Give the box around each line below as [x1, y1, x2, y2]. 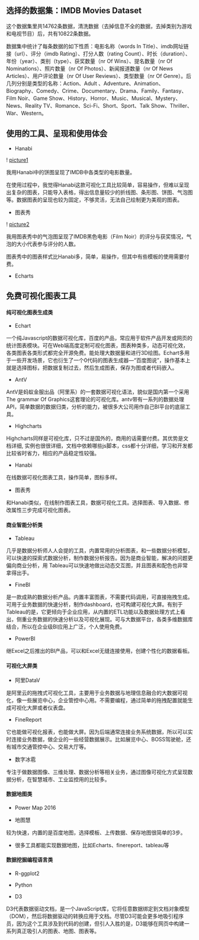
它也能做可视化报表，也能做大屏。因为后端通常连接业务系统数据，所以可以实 [6, 728, 193, 735]
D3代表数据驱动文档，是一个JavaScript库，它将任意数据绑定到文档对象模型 [6, 906, 190, 913]
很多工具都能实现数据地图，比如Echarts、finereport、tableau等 [14, 841, 169, 848]
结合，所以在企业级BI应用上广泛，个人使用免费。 [6, 623, 126, 630]
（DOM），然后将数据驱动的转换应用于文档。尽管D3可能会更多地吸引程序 [6, 913, 184, 920]
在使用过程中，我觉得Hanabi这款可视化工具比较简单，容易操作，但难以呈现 [6, 181, 190, 188]
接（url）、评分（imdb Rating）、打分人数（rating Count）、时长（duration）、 [6, 50, 191, 57]
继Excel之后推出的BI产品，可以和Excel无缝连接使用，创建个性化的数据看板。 [6, 647, 193, 655]
